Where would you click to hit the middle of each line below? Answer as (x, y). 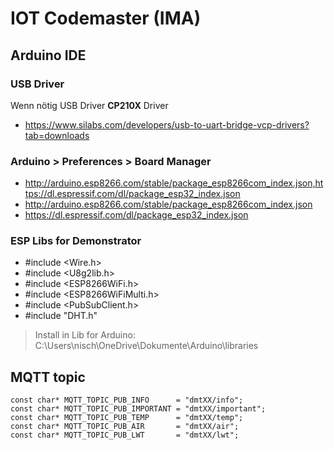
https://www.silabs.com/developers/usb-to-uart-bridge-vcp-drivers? (167, 124)
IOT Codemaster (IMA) (106, 18)
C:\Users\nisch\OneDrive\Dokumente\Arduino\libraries (146, 346)
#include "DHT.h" (61, 316)
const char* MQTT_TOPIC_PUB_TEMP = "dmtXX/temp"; (127, 418)
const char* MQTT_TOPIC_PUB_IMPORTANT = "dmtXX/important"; (138, 409)
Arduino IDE (48, 55)
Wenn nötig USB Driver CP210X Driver (89, 105)
